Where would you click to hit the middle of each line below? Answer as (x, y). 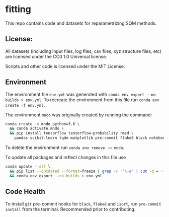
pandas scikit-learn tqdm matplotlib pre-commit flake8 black (81, 138)
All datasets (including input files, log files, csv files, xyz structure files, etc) (83, 51)
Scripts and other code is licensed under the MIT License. (65, 66)
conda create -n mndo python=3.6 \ (43, 124)
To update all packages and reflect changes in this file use (66, 158)
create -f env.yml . (25, 105)
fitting (18, 9)
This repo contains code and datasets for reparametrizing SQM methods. (81, 23)
